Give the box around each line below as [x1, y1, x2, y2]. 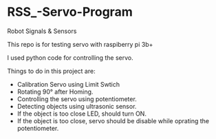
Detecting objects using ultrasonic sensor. [17, 102, 137, 110]
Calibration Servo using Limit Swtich [17, 80, 120, 88]
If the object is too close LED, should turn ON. [17, 109, 147, 118]
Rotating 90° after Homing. [17, 87, 94, 96]
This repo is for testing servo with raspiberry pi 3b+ [7, 40, 153, 48]
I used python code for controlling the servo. [7, 53, 133, 62]
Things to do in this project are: [7, 67, 96, 75]
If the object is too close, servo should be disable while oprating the [17, 116, 210, 125]
